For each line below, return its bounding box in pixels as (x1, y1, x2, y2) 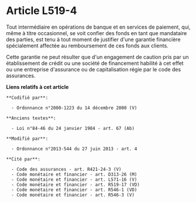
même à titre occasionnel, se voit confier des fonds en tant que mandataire (6, 29, 187, 36)
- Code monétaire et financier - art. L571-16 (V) (11, 177, 137, 183)
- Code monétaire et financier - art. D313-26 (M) (11, 171, 137, 177)
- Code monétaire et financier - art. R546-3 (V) (11, 192, 135, 198)
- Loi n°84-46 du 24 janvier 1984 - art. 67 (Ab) (11, 125, 135, 131)
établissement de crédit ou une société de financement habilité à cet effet (6, 60, 184, 67)
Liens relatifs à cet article (6, 83, 69, 90)
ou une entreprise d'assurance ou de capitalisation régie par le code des (6, 66, 181, 73)
